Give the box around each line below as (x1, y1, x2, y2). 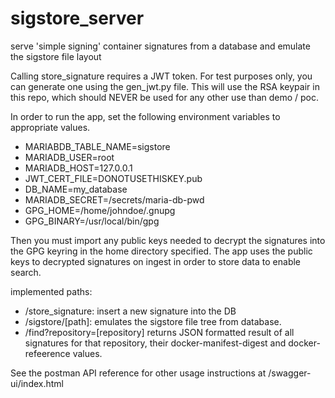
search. (10, 266, 42, 278)
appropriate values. (10, 121, 91, 133)
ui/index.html (10, 377, 64, 389)
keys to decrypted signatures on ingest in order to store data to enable (10, 255, 302, 267)
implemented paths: (10, 285, 93, 297)
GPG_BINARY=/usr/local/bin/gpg (24, 215, 160, 227)
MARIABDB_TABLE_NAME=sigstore (24, 140, 171, 152)
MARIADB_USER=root (24, 151, 115, 163)
